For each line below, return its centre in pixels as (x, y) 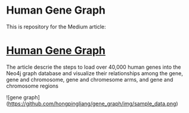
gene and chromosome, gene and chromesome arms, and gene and (90, 79)
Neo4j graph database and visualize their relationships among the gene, (94, 73)
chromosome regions (32, 86)
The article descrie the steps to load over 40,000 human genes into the (94, 67)
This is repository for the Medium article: (56, 27)
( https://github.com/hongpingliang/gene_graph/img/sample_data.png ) (92, 104)
